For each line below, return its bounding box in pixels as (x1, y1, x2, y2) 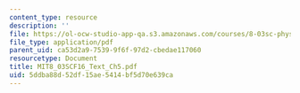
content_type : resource (9, 12, 98, 22)
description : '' (9, 21, 70, 30)
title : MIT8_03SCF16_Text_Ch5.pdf (9, 63, 138, 72)
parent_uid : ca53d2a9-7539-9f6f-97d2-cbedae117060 (9, 46, 202, 55)
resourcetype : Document (9, 54, 98, 63)
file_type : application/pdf (9, 37, 114, 47)
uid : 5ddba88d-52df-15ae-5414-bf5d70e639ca (9, 71, 174, 80)
